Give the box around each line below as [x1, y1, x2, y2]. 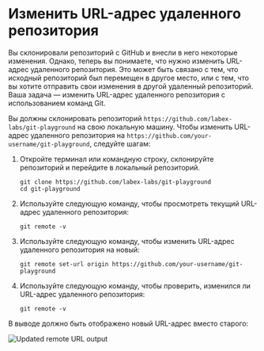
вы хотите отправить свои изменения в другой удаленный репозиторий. [8, 81, 254, 91]
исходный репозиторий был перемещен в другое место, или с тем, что [8, 73, 249, 82]
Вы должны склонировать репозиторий [8, 113, 142, 123]
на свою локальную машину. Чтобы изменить [77, 122, 233, 132]
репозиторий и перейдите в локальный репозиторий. [19, 162, 200, 172]
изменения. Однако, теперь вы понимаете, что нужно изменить [8, 56, 225, 66]
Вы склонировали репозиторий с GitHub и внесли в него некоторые [8, 48, 238, 57]
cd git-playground [19, 185, 81, 193]
